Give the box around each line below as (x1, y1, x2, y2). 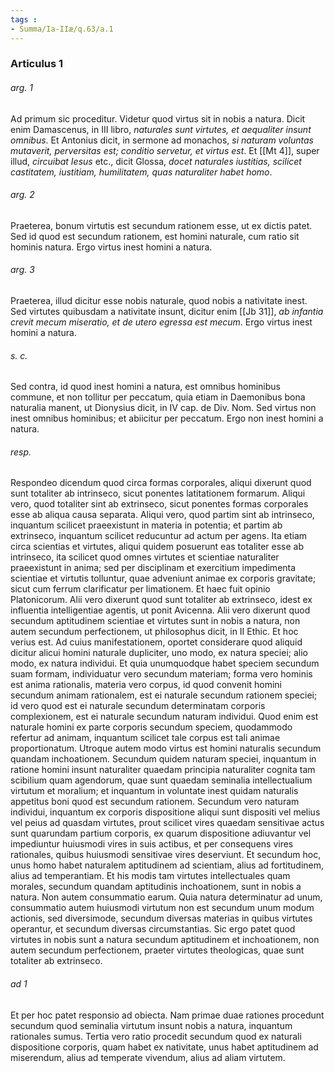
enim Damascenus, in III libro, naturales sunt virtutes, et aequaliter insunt (10, 123, 312, 135)
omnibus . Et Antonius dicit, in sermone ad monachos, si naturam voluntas (10, 134, 315, 146)
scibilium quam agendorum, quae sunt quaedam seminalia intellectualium (10, 774, 313, 786)
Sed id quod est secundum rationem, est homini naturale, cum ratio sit (10, 230, 300, 242)
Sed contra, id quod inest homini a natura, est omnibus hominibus (10, 381, 282, 393)
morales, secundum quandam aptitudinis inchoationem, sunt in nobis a (10, 881, 302, 893)
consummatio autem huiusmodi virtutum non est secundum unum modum (10, 902, 315, 914)
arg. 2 (10, 189, 35, 201)
